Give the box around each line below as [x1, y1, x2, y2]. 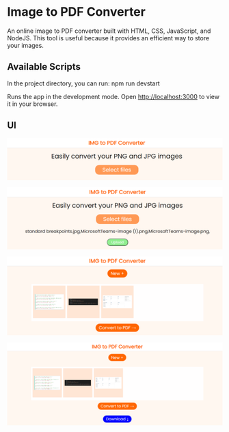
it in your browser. [7, 100, 58, 108]
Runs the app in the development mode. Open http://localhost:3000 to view [7, 92, 220, 100]
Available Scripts [7, 61, 81, 72]
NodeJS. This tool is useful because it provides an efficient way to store [7, 33, 210, 42]
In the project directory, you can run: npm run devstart [7, 79, 161, 87]
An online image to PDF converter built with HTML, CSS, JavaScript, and [7, 27, 211, 35]
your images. [7, 41, 44, 49]
